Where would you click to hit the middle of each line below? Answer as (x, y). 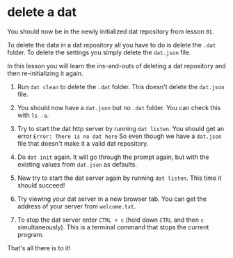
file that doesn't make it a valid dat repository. (83, 143)
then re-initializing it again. (45, 73)
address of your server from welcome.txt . (77, 206)
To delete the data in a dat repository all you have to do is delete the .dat (112, 45)
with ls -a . (33, 115)
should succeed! (41, 185)
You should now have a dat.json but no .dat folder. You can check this (119, 107)
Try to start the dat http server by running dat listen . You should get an (121, 128)
